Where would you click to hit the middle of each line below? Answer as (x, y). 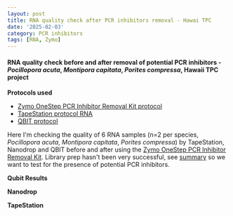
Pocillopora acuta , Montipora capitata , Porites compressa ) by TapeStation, (116, 142)
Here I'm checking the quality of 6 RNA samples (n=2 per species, (103, 135)
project (18, 77)
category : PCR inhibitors (45, 33)
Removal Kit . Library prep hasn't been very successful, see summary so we (116, 157)
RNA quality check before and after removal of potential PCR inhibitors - (114, 62)
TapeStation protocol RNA (55, 114)
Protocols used (30, 93)
